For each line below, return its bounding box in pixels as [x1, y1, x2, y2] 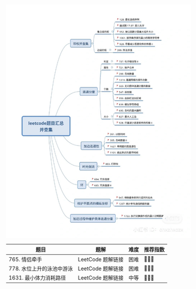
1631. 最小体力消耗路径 [8, 274, 66, 281]
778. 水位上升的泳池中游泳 [8, 265, 73, 272]
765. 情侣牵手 [8, 256, 42, 263]
